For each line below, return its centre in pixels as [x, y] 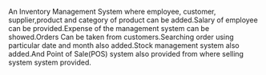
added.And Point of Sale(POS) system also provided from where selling [126, 54]
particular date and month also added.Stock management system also [124, 45]
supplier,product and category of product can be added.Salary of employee [133, 20]
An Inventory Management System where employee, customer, [112, 12]
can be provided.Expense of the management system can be [109, 28]
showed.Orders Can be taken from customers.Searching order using [121, 37]
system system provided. [50, 62]
